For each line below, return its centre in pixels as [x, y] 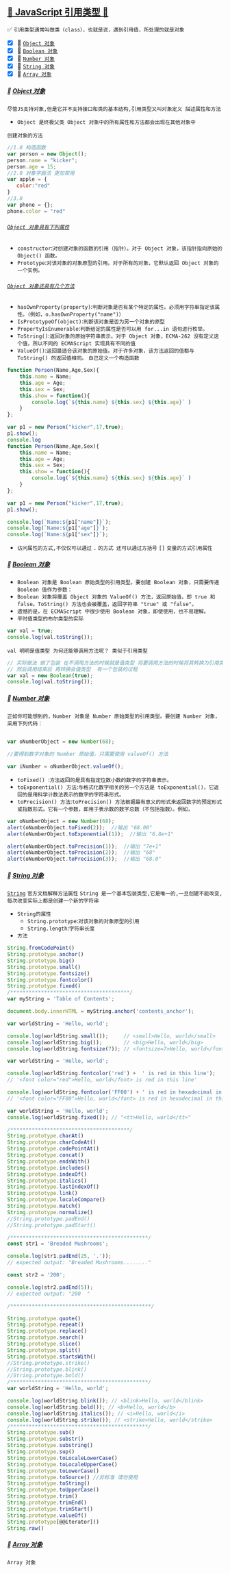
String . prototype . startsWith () [52, 1357]
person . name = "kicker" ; [42, 160]
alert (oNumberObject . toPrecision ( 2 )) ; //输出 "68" [81, 853]
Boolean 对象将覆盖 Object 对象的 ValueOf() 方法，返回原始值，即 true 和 [116, 597]
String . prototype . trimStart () [50, 1509]
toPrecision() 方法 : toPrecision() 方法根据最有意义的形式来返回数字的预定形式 [119, 801]
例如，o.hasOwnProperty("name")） [77, 315]
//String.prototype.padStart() [52, 1225]
